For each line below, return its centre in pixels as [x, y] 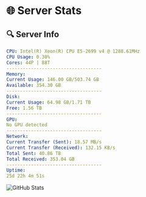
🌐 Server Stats [44, 11]
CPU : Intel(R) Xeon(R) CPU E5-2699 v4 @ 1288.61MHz [73, 51]
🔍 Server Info [33, 34]
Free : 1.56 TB [24, 108]
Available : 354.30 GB [34, 85]
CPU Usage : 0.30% [28, 57]
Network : [17, 137]
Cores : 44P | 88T [28, 63]
